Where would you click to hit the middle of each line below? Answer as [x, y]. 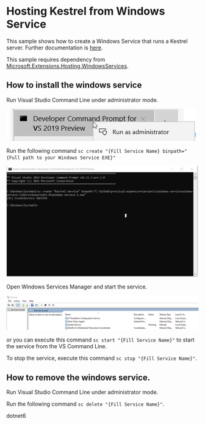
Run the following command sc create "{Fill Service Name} [83, 150]
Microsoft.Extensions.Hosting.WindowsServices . [68, 66]
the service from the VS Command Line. [57, 346]
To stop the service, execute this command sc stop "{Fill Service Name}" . [102, 358]
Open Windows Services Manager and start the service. [77, 287]
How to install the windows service [74, 85]
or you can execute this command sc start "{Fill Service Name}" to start [100, 340]
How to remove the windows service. [78, 377]
